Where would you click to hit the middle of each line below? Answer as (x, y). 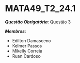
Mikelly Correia (27, 51)
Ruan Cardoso (26, 56)
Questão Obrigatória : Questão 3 (38, 22)
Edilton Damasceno (32, 40)
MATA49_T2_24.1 (40, 8)
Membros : (16, 31)
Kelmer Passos (27, 46)
